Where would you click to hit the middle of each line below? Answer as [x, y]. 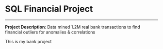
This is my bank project [28, 41]
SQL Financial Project [49, 9]
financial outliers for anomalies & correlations [50, 32]
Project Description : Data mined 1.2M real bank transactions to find [73, 27]
